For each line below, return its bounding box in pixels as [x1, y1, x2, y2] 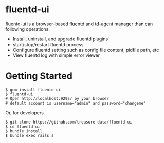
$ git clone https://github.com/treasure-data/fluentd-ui [5, 119, 132, 125]
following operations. [5, 26, 50, 32]
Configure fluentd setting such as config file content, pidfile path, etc [12, 47, 159, 53]
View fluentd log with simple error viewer [12, 52, 100, 58]
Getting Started [5, 70, 73, 82]
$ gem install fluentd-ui [5, 87, 61, 92]
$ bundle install [5, 128, 43, 134]
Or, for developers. [5, 109, 45, 116]
